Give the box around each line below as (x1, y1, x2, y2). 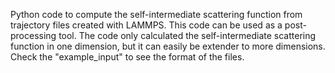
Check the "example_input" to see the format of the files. (10, 51, 245, 63)
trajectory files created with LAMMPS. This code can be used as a (10, 19, 283, 31)
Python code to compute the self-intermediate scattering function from (10, 9, 303, 20)
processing (10, 30, 57, 41)
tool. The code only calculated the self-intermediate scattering (58, 30, 317, 41)
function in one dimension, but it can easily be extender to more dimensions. (10, 40, 326, 52)
